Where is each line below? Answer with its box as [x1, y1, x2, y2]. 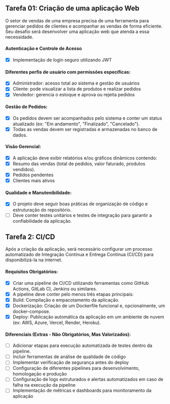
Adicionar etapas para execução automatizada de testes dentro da [12, 342, 153, 348]
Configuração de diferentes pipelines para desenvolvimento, [12, 365, 140, 371]
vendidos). [12, 167, 36, 173]
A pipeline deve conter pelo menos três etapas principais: [12, 291, 134, 297]
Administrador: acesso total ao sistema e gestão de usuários [12, 80, 140, 86]
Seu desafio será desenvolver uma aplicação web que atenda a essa [5, 28, 150, 35]
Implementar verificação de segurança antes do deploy [12, 359, 129, 366]
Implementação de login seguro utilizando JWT [12, 57, 112, 63]
